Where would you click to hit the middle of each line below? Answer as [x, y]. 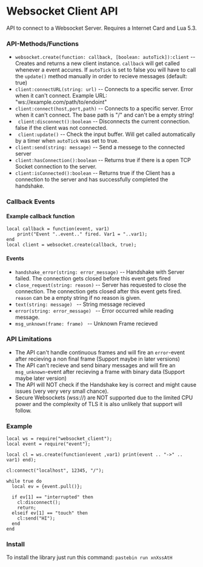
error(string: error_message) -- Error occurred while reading [94, 310]
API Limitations [29, 339]
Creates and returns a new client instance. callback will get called [97, 63]
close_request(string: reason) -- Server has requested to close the [101, 285]
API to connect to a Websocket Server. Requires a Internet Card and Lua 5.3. [101, 28]
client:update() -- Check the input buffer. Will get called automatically [107, 134]
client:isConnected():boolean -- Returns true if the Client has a [95, 173]
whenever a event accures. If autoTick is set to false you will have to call [105, 70]
